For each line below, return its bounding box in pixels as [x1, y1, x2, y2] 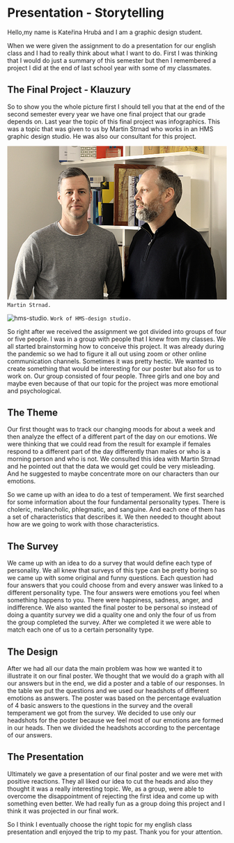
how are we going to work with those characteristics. [7, 520, 159, 529]
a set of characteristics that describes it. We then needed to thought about [7, 512, 221, 521]
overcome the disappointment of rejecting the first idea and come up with [7, 791, 219, 800]
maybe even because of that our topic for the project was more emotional [7, 379, 219, 388]
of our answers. [7, 731, 52, 739]
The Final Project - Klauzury [7, 84, 131, 96]
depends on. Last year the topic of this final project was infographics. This [7, 117, 221, 126]
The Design [7, 646, 58, 658]
